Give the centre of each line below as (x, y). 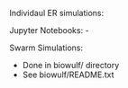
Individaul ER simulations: (57, 13)
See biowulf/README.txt (68, 75)
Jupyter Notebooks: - (49, 30)
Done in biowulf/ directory (71, 65)
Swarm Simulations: (46, 48)
